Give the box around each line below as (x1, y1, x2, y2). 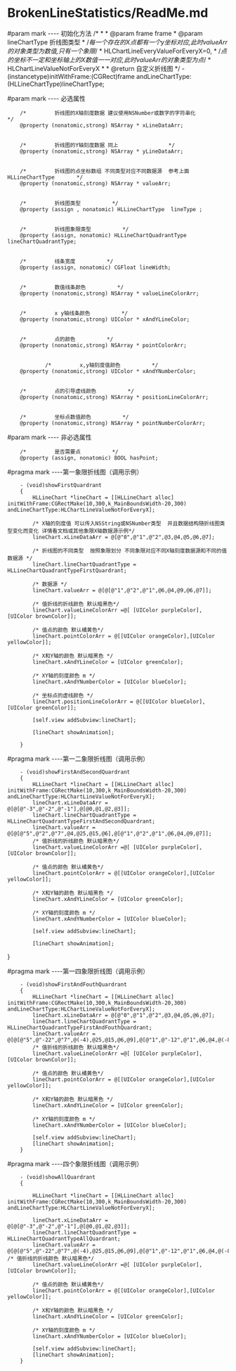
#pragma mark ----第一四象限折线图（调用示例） (7, 966, 150, 975)
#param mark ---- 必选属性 (7, 94, 86, 103)
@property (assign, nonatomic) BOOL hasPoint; (20, 454, 159, 462)
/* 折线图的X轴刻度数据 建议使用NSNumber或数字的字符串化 (20, 109, 196, 117)
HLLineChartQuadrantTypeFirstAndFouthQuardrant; (7, 1024, 152, 1031)
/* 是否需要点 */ (20, 448, 119, 455)
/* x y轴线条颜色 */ (20, 310, 129, 317)
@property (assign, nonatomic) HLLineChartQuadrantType (20, 232, 188, 239)
